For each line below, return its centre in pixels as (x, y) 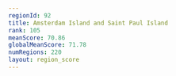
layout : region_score (44, 60)
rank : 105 (25, 30)
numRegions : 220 (35, 52)
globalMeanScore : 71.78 (48, 45)
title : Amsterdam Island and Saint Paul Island (88, 23)
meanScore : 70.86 (37, 38)
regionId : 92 (30, 15)
